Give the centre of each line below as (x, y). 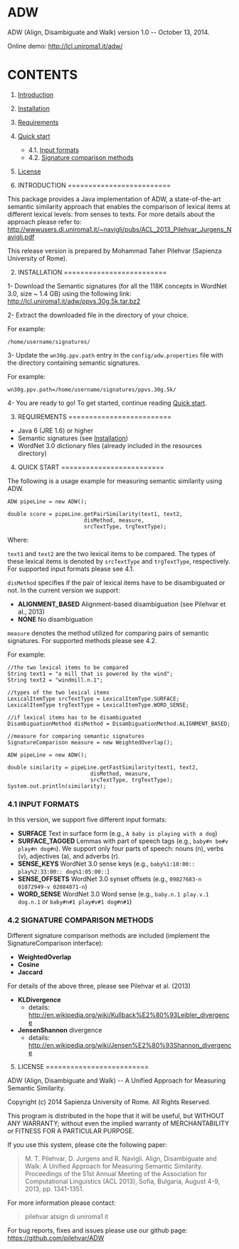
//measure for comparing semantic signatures (76, 736)
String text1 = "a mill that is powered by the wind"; (90, 674)
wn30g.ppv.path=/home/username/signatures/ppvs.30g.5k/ (92, 390)
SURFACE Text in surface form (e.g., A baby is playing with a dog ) (118, 834)
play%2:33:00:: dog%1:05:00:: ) (64, 871)
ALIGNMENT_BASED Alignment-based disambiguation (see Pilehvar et (122, 604)
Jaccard (30, 972)
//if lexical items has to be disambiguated (74, 717)
